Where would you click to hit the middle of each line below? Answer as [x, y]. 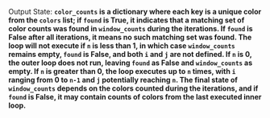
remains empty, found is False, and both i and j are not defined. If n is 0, [130, 54]
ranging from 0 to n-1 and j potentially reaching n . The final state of [123, 80]
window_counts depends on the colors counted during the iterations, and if [133, 88]
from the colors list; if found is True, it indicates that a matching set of [127, 20]
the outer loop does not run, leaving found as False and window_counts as [131, 63]
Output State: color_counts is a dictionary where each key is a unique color [135, 12]
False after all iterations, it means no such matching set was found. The [130, 37]
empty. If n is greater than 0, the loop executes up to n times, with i [122, 71]
